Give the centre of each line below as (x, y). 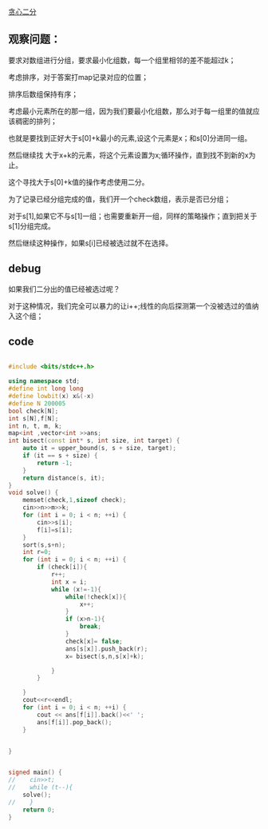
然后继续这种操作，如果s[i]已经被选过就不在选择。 (91, 243)
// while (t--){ (41, 787)
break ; (91, 627)
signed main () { (35, 773)
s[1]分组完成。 (32, 225)
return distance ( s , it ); (64, 478)
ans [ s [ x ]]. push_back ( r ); (106, 649)
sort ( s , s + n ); (44, 545)
